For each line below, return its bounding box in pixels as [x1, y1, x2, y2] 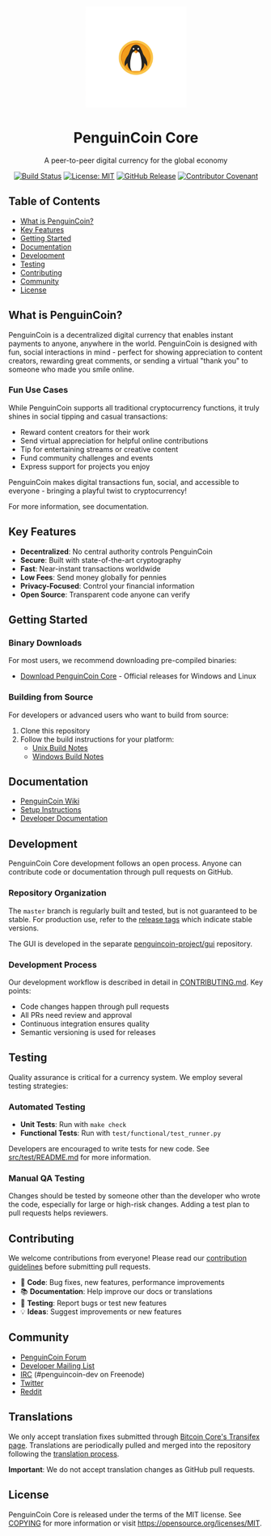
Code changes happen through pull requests [19, 1002, 170, 1011]
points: [8, 985, 32, 995]
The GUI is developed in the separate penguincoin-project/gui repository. [8, 938, 253, 948]
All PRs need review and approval [19, 1010, 132, 1019]
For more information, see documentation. [8, 501, 149, 511]
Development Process [8, 959, 97, 970]
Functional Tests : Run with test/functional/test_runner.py [19, 1128, 221, 1138]
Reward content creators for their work [19, 427, 150, 436]
